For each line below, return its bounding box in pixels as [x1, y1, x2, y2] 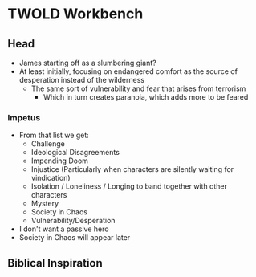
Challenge [30, 139, 65, 149]
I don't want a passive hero [18, 224, 109, 234]
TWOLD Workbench [7, 5, 144, 23]
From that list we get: [18, 130, 89, 141]
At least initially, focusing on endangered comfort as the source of [18, 67, 238, 76]
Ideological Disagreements [30, 148, 120, 157]
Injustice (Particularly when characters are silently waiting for [30, 165, 234, 174]
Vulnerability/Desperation [30, 216, 116, 226]
